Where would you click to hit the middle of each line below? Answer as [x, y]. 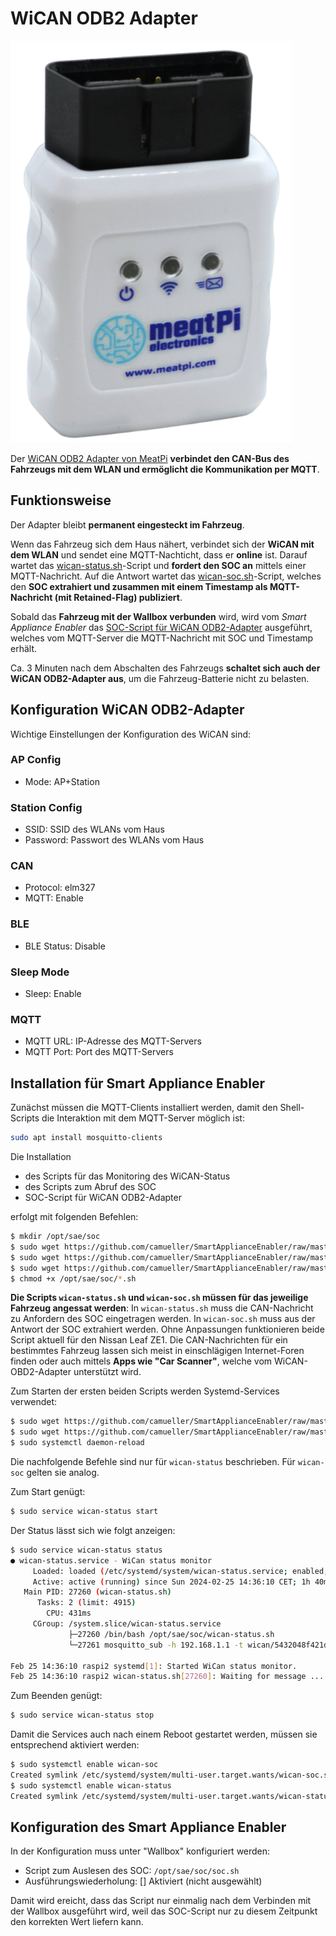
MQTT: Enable [54, 898]
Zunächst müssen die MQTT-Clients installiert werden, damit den [144, 1108]
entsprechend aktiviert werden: [75, 1745]
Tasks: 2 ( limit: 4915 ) [86, 1603]
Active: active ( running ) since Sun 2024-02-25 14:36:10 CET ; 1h [171, 1582]
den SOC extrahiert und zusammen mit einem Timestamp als [139, 586]
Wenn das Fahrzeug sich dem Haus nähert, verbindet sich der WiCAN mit [162, 544]
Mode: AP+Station [62, 781]
